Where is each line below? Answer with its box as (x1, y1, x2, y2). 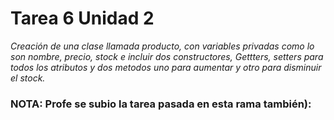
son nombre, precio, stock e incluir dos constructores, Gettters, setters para (10, 50, 324, 62)
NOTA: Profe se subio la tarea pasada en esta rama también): (10, 97, 312, 111)
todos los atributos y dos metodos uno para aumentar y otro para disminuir (10, 61, 322, 73)
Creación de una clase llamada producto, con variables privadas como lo (10, 40, 315, 52)
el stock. (10, 72, 46, 84)
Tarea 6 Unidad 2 (10, 7, 155, 30)
